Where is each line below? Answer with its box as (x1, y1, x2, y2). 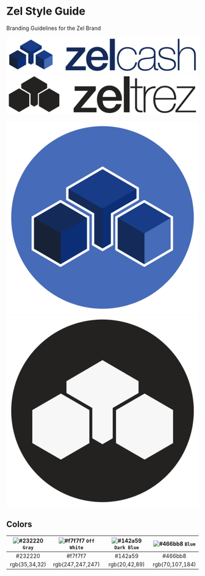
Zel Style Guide (6, 4, 85, 18)
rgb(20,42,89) (108, 561, 145, 568)
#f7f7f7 (66, 552, 87, 560)
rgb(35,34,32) (10, 561, 47, 568)
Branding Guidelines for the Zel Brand (6, 24, 101, 32)
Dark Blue (114, 544, 139, 550)
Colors (6, 519, 32, 529)
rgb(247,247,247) (52, 561, 100, 568)
